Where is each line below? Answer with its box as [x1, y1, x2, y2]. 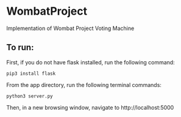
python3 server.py [6, 93, 53, 99]
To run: [6, 42, 34, 53]
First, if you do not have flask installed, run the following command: [6, 58, 175, 66]
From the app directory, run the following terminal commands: [6, 81, 161, 88]
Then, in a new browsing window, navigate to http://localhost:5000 [6, 104, 174, 111]
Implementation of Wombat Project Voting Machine [6, 25, 135, 32]
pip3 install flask [6, 70, 56, 77]
